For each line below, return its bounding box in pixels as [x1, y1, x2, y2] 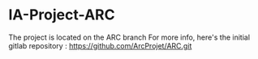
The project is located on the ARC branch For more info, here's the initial [8, 32, 250, 42]
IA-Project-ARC [8, 6, 115, 24]
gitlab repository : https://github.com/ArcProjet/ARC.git [8, 40, 192, 50]
